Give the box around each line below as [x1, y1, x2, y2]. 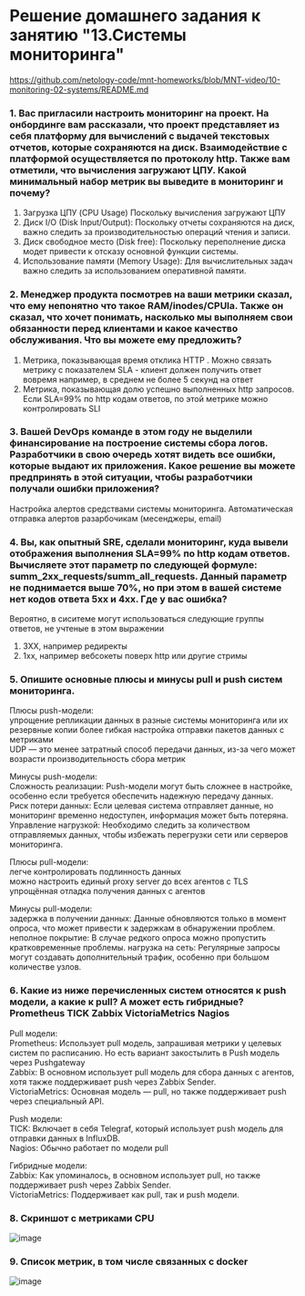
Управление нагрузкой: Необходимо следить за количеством [9, 819, 250, 830]
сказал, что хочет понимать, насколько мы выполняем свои [9, 311, 293, 324]
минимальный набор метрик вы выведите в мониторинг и [9, 175, 284, 188]
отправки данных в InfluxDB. [9, 1132, 121, 1144]
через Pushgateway [9, 1056, 86, 1067]
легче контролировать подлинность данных [9, 867, 182, 878]
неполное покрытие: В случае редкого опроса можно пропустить [9, 932, 267, 943]
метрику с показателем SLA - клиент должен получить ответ [22, 364, 262, 375]
